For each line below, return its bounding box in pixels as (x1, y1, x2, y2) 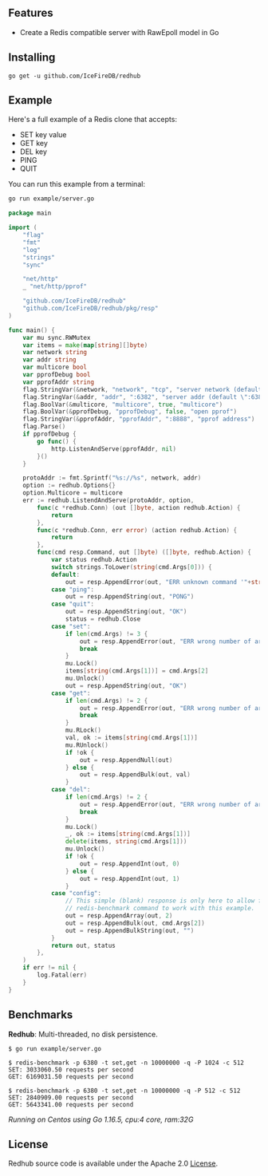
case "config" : (50, 890, 102, 898)
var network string (22, 349, 88, 357)
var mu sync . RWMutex (22, 333, 91, 341)
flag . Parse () (22, 423, 66, 431)
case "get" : (50, 689, 91, 697)
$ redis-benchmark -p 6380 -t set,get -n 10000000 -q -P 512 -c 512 (8, 1087, 241, 1095)
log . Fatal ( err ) (37, 971, 88, 980)
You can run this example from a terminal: (8, 180, 146, 189)
